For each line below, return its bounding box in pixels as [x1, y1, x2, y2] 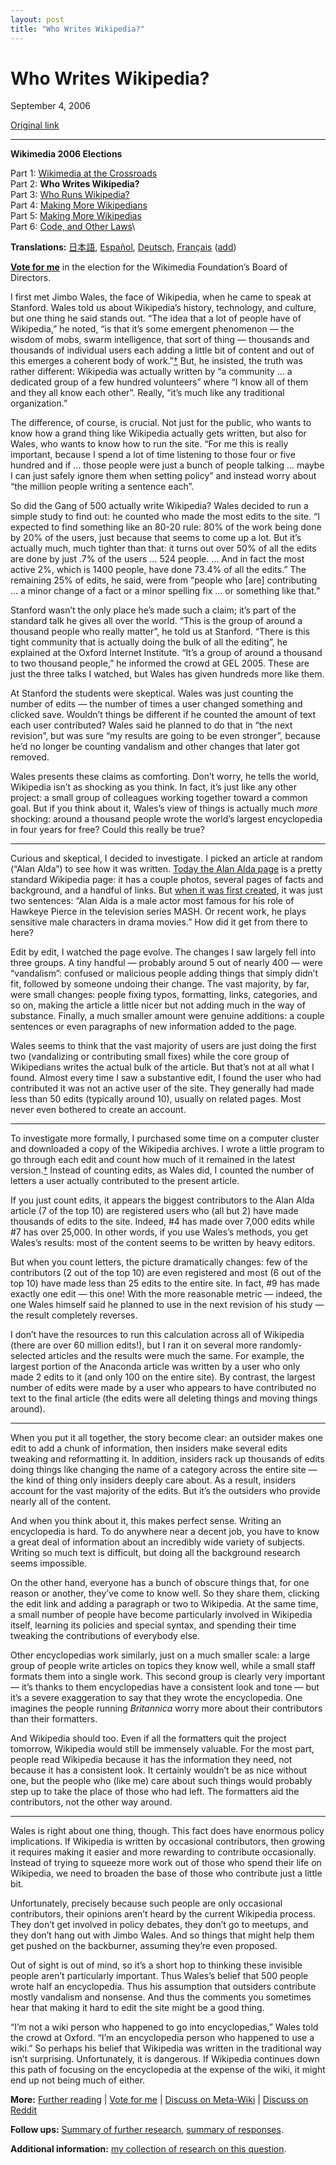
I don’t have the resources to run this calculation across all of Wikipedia [10, 1329, 305, 1341]
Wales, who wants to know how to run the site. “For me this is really [10, 438, 289, 450]
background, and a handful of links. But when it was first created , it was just [10, 884, 323, 896]
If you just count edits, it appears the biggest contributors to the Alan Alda [10, 1194, 315, 1206]
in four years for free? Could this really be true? [10, 824, 205, 836]
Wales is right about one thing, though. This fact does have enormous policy [10, 1825, 325, 1837]
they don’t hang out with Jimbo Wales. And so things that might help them [10, 1929, 315, 1941]
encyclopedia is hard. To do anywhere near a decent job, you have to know [10, 1526, 320, 1538]
